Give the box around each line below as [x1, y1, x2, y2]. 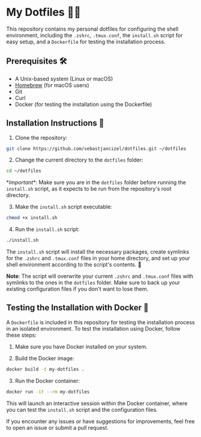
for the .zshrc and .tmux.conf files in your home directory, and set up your [6, 255, 190, 262]
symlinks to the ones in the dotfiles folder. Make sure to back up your [6, 279, 180, 286]
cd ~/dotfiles [6, 168, 42, 174]
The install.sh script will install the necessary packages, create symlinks [6, 249, 190, 256]
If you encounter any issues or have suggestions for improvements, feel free [6, 417, 195, 425]
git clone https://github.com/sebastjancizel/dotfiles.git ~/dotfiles [6, 145, 187, 152]
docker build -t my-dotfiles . [6, 366, 85, 372]
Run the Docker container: [14, 377, 80, 384]
